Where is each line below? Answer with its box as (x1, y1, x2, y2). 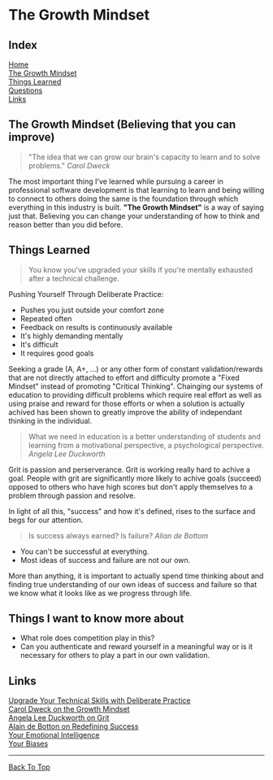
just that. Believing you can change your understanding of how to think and (8, 211, 260, 220)
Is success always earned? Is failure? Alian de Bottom (28, 530, 209, 540)
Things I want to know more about (8, 612, 184, 625)
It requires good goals (19, 348, 94, 358)
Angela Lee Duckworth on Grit (8, 713, 110, 723)
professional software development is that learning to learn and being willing (8, 185, 265, 194)
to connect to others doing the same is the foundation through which (8, 194, 239, 203)
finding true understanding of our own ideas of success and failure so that (8, 579, 258, 589)
